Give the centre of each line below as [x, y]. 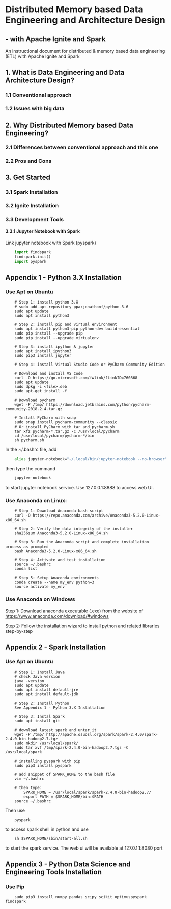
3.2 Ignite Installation [32, 205]
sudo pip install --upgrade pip [49, 334]
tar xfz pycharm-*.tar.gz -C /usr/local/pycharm [67, 431]
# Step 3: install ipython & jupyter [54, 347]
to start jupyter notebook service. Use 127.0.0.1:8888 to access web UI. [80, 488]
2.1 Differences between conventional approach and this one [82, 147]
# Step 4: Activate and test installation [60, 560]
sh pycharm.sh [29, 440]
